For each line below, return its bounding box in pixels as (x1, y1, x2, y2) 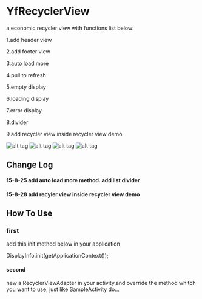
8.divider (6, 119, 29, 126)
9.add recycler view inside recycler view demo (6, 130, 123, 137)
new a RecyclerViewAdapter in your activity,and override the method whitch (6, 280, 196, 287)
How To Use (6, 208, 53, 218)
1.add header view (6, 36, 52, 43)
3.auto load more (6, 60, 49, 67)
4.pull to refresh (6, 71, 47, 78)
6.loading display (6, 95, 49, 102)
